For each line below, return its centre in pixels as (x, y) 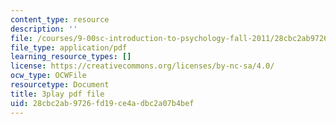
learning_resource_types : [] (71, 57)
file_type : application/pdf (69, 47)
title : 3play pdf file (57, 94)
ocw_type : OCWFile (48, 76)
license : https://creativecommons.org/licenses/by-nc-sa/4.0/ (142, 66)
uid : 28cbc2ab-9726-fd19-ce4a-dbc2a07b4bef (102, 103)
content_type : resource (60, 19)
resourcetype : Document (60, 85)
